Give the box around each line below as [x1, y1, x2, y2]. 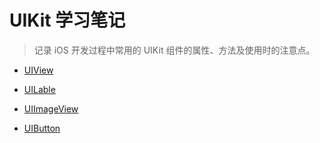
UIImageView [23, 102, 79, 115]
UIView [23, 64, 54, 76]
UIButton [23, 122, 61, 134]
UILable [23, 83, 56, 95]
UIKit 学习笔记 [9, 9, 126, 32]
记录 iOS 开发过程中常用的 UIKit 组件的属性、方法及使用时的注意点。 [33, 44, 316, 56]
